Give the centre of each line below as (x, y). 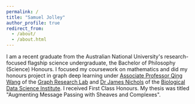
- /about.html (29, 39)
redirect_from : (25, 28)
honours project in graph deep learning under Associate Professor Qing (95, 76)
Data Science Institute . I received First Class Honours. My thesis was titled (98, 88)
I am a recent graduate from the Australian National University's (85, 56)
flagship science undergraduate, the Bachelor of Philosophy (102, 63)
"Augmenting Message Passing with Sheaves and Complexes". (83, 94)
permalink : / (22, 12)
